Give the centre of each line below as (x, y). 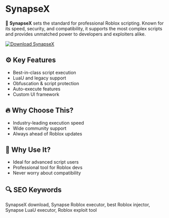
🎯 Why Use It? (28, 150)
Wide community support (39, 128)
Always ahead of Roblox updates (47, 133)
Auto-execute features (36, 89)
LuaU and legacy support (39, 78)
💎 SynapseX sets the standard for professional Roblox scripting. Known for (84, 23)
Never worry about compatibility (47, 173)
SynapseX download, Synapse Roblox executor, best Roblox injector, (78, 205)
